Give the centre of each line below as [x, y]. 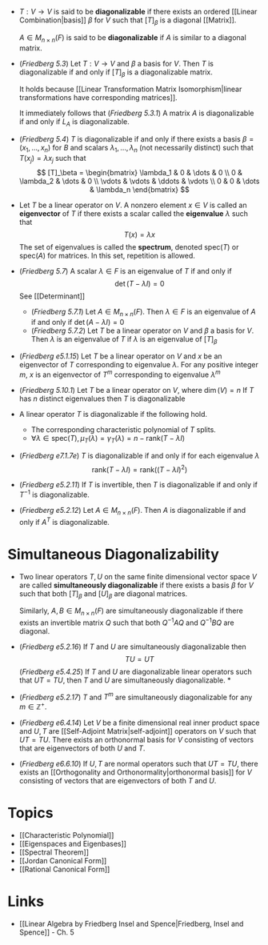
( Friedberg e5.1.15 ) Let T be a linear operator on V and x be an [120, 356]
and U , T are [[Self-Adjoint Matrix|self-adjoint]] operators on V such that [138, 731]
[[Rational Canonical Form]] [64, 869]
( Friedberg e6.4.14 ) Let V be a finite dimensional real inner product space [139, 723]
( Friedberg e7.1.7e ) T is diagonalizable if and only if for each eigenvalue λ [139, 455]
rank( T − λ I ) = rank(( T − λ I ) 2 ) [140, 469]
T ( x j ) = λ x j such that [52, 159]
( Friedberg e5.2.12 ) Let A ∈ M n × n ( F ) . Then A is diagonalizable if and [132, 511]
